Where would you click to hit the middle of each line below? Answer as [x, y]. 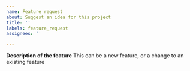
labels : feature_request [37, 28]
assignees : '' [24, 34]
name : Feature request [34, 12]
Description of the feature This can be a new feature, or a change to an [95, 56]
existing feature [25, 62]
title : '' [19, 22]
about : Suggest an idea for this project [59, 17]
